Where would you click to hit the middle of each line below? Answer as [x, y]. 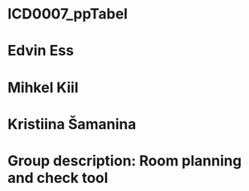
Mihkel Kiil [43, 87]
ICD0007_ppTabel [67, 14]
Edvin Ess [41, 51]
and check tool [58, 178]
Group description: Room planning [124, 161]
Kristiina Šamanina [72, 124]
